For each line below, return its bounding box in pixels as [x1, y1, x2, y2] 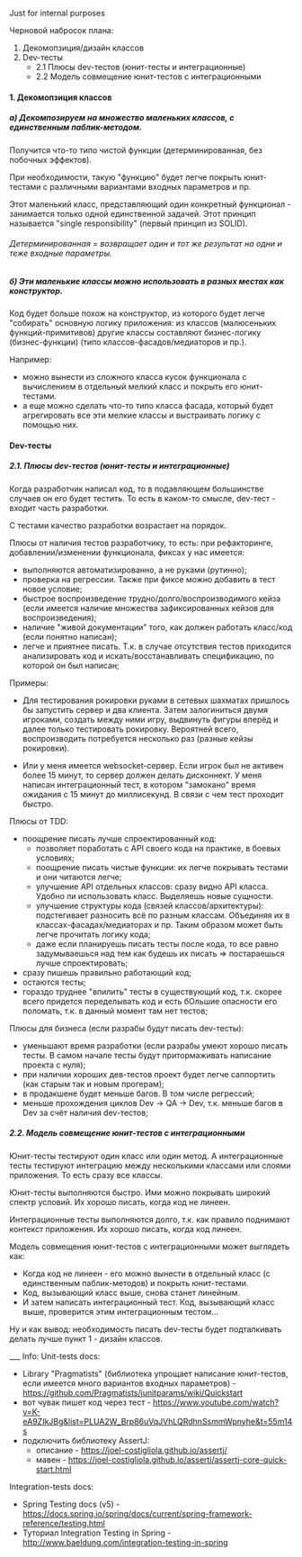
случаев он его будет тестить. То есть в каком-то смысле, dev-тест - [9, 492, 276, 503]
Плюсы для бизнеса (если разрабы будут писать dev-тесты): [9, 1022, 244, 1033]
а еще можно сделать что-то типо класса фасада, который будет [22, 400, 274, 411]
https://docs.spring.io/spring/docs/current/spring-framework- [22, 1507, 253, 1519]
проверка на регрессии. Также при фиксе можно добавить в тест [22, 573, 276, 584]
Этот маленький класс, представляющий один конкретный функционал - [9, 198, 292, 210]
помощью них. [22, 419, 79, 430]
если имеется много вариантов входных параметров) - [22, 1377, 236, 1389]
